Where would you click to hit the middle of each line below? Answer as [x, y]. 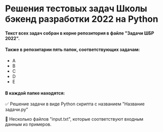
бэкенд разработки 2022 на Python [82, 19]
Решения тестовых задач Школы [76, 9]
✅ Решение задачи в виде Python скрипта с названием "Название [75, 104]
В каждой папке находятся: [35, 93]
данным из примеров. [28, 125]
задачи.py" [17, 110]
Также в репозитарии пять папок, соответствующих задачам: [73, 49]
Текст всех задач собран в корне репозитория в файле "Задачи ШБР [80, 33]
